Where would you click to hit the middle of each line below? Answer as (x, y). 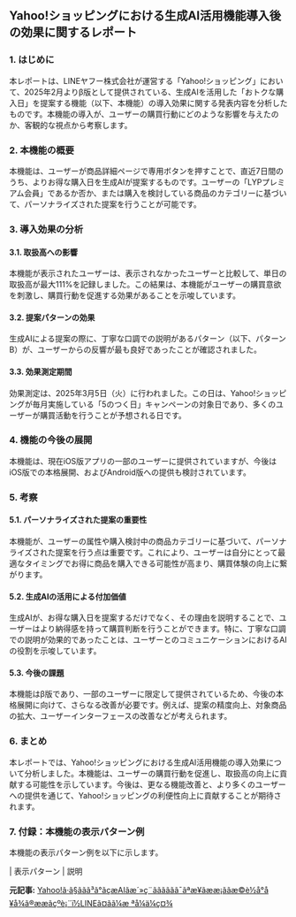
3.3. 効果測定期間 (41, 371)
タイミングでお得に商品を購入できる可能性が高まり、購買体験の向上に (152, 563)
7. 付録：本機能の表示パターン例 (77, 831)
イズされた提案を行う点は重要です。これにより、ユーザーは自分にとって (147, 552)
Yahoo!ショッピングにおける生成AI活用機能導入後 (145, 16)
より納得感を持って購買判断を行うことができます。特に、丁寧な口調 (163, 629)
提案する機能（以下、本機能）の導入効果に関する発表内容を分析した (163, 103)
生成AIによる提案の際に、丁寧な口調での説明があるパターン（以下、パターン (148, 339)
